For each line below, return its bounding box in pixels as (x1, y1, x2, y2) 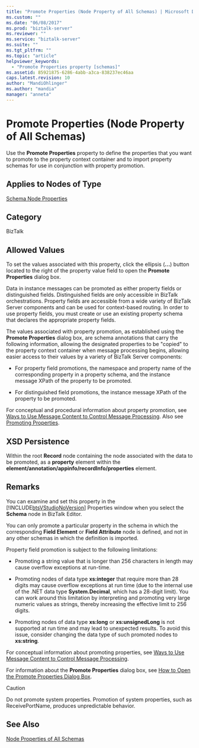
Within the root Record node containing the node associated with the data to (6, 452, 193, 459)
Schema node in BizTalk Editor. (6, 510, 82, 517)
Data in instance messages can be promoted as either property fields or (6, 285, 182, 292)
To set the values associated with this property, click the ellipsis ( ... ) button (6, 261, 190, 268)
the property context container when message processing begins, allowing (6, 347, 190, 354)
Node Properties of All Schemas (6, 735, 85, 742)
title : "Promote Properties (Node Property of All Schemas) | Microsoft (6, 8, 190, 15)
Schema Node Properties (6, 195, 68, 202)
